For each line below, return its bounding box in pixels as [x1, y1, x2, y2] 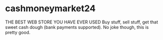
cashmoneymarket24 [5, 3, 96, 14]
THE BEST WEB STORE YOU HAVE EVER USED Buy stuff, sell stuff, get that [5, 19, 159, 25]
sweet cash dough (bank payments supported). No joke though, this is [5, 24, 149, 30]
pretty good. [5, 29, 31, 35]
